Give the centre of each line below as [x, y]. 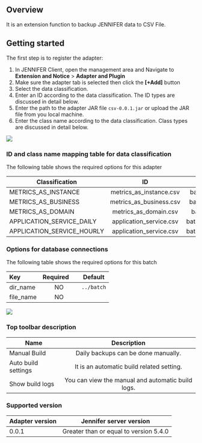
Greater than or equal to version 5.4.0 [115, 431]
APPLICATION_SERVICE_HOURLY [57, 231]
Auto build [24, 362]
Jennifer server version [115, 421]
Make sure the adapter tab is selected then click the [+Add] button [97, 82]
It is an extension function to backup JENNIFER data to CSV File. [86, 24]
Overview [25, 10]
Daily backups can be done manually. [128, 353]
